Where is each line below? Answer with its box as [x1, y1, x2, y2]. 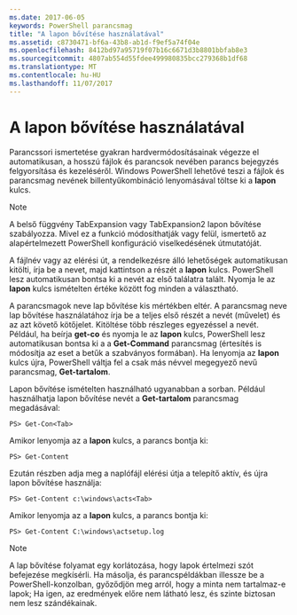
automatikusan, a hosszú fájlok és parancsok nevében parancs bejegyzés [9, 156, 279, 167]
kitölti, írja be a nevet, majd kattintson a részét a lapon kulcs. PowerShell [9, 264, 274, 275]
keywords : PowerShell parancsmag [9, 21, 133, 30]
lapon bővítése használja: [9, 477, 102, 488]
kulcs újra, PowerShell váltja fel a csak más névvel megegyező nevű [9, 357, 258, 367]
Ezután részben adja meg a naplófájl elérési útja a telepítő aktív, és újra [9, 468, 269, 478]
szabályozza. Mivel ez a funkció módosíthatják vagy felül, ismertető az [9, 228, 267, 239]
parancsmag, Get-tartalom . [9, 366, 111, 377]
